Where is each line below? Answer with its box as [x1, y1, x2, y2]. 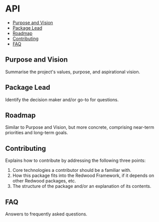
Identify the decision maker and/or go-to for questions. [5, 96, 119, 103]
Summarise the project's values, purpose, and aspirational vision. [5, 69, 140, 75]
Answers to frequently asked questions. [5, 211, 88, 217]
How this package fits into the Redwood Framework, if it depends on [12, 172, 154, 178]
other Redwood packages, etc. [12, 178, 76, 184]
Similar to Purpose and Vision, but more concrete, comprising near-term [5, 124, 154, 130]
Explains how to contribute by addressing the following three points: [5, 157, 146, 163]
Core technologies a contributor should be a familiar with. [12, 167, 131, 173]
